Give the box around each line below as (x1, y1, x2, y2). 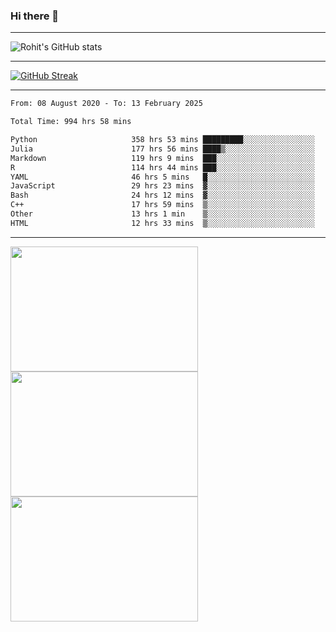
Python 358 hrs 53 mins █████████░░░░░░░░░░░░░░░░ (10, 135, 315, 145)
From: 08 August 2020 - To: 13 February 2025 (10, 99, 203, 109)
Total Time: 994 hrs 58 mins (10, 117, 132, 127)
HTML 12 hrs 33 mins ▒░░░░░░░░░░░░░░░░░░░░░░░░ (10, 218, 315, 228)
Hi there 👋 (10, 9, 60, 23)
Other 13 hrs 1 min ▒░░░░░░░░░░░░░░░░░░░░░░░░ (10, 209, 315, 219)
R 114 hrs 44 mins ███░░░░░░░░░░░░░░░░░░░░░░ (10, 162, 315, 173)
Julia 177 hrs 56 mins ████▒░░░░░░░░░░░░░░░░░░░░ (10, 144, 315, 154)
